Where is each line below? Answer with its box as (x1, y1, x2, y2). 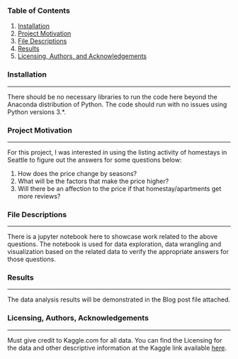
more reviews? (17, 192, 61, 200)
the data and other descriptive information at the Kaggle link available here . (7, 343, 227, 352)
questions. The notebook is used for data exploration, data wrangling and (7, 240, 222, 248)
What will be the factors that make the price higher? (17, 177, 169, 185)
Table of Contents (7, 6, 71, 16)
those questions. (7, 255, 57, 264)
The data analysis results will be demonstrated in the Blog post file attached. (7, 295, 231, 304)
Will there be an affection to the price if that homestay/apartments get (17, 184, 222, 193)
